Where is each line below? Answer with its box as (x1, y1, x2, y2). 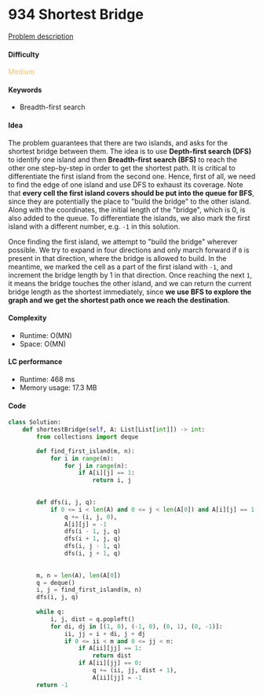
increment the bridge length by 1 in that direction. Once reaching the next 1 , (8, 270, 253, 280)
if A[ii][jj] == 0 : (78, 659, 143, 667)
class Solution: (8, 418, 61, 426)
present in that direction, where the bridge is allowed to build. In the (8, 253, 227, 263)
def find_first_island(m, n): (36, 447, 135, 455)
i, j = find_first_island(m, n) (36, 586, 143, 594)
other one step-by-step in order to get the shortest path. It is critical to (8, 163, 236, 172)
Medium (8, 67, 35, 76)
